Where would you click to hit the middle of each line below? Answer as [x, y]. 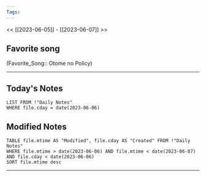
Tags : [13, 12]
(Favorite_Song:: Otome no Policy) [49, 63]
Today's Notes [35, 88]
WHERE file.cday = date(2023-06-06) [53, 108]
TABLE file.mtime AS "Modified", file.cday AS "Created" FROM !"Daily [98, 141]
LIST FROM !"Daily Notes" [39, 103]
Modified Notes [36, 126]
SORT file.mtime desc [34, 162]
